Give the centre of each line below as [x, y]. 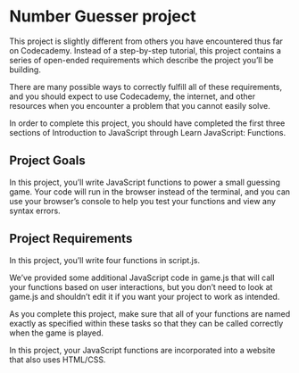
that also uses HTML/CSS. [58, 360]
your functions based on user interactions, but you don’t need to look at [141, 286]
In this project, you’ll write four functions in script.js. [105, 260]
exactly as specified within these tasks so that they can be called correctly [146, 323]
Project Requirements [71, 239]
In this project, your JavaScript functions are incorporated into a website [142, 350]
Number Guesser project [103, 17]
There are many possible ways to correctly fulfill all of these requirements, [146, 87]
